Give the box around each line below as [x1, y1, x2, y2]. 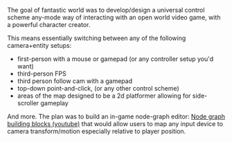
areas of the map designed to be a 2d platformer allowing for [17, 91, 191, 100]
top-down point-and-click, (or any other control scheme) [17, 85, 180, 92]
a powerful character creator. [7, 21, 91, 28]
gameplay [40, 99, 69, 107]
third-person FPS [17, 69, 67, 78]
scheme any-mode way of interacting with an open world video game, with [7, 13, 221, 21]
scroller [17, 99, 39, 107]
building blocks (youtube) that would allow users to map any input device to [7, 120, 224, 127]
